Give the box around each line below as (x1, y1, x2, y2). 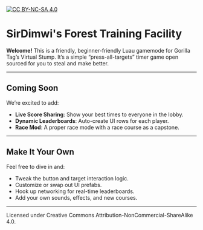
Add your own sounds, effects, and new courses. (14, 194, 138, 201)
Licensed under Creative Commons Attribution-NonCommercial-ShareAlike (6, 211, 193, 218)
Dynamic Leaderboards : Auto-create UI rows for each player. (14, 117, 169, 124)
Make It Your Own (6, 147, 74, 157)
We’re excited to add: (6, 99, 59, 106)
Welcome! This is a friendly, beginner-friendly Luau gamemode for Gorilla (6, 47, 190, 54)
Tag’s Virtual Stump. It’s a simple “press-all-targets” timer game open (6, 53, 179, 61)
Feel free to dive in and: (6, 163, 65, 170)
